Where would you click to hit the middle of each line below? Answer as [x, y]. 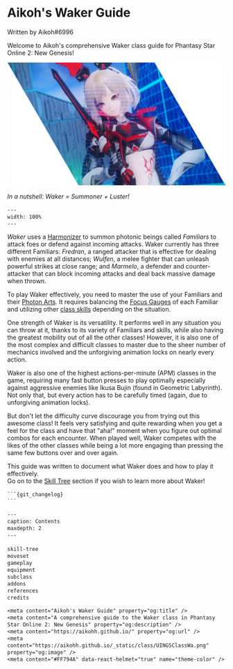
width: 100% [24, 217]
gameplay [20, 564]
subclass [20, 577]
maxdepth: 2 [24, 529]
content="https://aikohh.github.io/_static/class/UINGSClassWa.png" [108, 646]
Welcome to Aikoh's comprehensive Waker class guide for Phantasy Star [111, 45]
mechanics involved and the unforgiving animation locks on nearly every [111, 353]
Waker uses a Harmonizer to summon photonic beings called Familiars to [112, 237]
